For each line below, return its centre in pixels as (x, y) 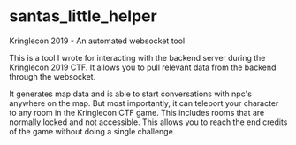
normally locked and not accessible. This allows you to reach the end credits (148, 122)
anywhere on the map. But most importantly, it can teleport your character (144, 103)
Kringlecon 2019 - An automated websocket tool (97, 41)
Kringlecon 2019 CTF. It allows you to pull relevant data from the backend (143, 67)
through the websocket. (53, 76)
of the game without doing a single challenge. (92, 131)
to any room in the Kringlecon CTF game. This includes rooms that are (137, 112)
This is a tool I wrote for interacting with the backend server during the (137, 57)
